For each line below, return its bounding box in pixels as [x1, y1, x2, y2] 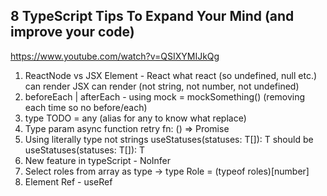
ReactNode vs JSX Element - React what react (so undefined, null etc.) [24, 69, 318, 81]
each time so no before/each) [24, 101, 148, 113]
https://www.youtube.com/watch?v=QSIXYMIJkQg [10, 50, 220, 62]
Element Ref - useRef [24, 175, 113, 188]
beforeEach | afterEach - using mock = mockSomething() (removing [24, 90, 306, 103]
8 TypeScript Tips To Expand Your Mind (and [10, 8, 295, 25]
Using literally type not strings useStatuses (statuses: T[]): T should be [24, 133, 314, 145]
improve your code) [10, 24, 135, 41]
